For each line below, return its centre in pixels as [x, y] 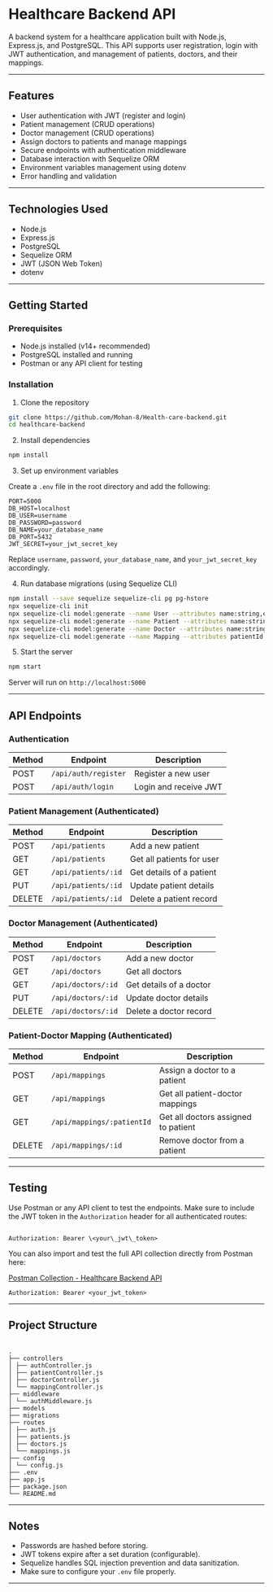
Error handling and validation [69, 176]
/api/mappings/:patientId [102, 1122]
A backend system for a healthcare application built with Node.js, [118, 37]
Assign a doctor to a [197, 1069]
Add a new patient [165, 846]
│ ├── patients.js [39, 1437]
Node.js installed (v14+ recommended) [85, 346]
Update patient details [172, 886]
